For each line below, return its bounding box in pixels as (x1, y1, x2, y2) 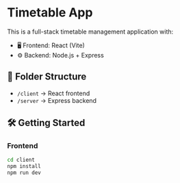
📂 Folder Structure (7, 71, 87, 83)
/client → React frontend (16, 89, 90, 97)
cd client (7, 156, 36, 164)
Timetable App (7, 5, 93, 21)
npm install (7, 163, 41, 170)
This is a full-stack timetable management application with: (7, 27, 174, 36)
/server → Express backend (16, 96, 97, 104)
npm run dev (7, 169, 41, 176)
